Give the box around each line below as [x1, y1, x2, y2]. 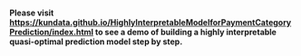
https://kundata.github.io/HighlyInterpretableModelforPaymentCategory [9, 16, 292, 27]
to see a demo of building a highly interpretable [94, 26, 277, 37]
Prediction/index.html [9, 26, 93, 37]
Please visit [9, 7, 54, 18]
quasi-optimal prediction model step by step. [9, 36, 183, 47]
